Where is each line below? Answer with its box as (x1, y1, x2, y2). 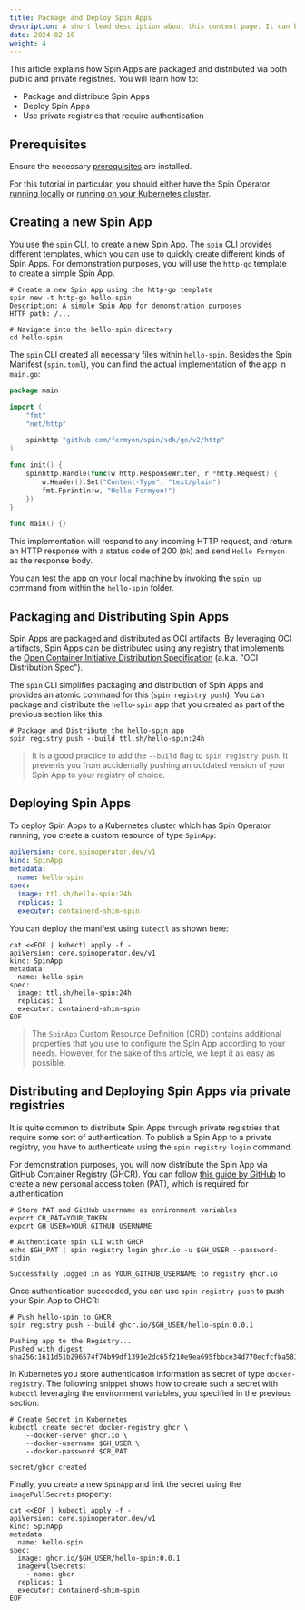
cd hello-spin (9, 333, 64, 342)
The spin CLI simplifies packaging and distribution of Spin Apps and (9, 680, 264, 691)
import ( (9, 402, 43, 411)
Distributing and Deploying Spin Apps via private (9, 1084, 291, 1099)
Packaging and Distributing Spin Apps (9, 609, 230, 624)
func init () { (9, 461, 64, 470)
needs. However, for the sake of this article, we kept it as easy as (31, 1048, 275, 1058)
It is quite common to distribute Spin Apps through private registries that (9, 1121, 280, 1133)
